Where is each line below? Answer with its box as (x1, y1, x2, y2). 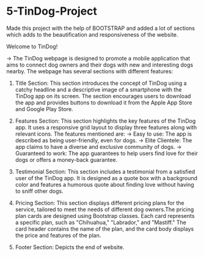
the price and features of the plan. (15, 231, 101, 239)
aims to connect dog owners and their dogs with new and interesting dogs (6, 61, 194, 68)
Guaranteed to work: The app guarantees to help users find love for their (15, 150, 199, 157)
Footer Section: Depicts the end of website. (15, 243, 125, 251)
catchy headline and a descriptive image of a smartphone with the (15, 85, 182, 93)
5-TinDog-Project (6, 4, 98, 18)
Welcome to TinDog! (6, 43, 58, 50)
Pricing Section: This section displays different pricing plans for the (15, 199, 184, 206)
